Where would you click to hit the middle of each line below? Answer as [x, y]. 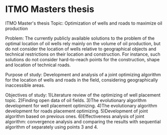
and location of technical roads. [38, 65]
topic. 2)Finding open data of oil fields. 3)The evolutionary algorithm [76, 100]
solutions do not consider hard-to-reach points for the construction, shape [82, 59]
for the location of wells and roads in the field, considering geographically [82, 80]
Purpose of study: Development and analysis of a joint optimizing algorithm [83, 74]
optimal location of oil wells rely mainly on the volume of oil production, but [83, 43]
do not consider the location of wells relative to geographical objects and [81, 49]
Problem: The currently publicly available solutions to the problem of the [80, 38]
